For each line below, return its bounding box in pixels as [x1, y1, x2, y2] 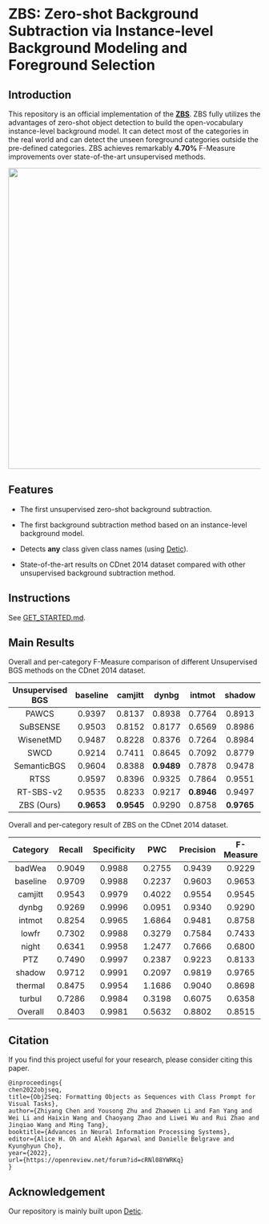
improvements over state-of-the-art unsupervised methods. [8, 152, 207, 161]
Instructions [8, 592, 70, 605]
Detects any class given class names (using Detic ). [19, 543, 189, 554]
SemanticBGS [14, 760, 66, 771]
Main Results [8, 636, 74, 650]
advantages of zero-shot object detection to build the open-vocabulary [8, 118, 243, 127]
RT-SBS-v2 [17, 787, 63, 798]
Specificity [92, 844, 136, 856]
